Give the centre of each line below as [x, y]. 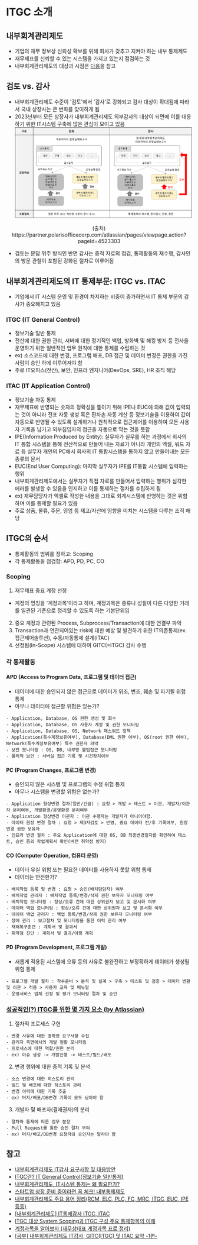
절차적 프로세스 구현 [37, 1023]
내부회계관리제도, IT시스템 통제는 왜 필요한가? [67, 1184]
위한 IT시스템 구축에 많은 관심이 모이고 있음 [75, 124]
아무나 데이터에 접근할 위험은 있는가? [57, 706]
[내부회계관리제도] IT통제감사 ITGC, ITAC [62, 1214]
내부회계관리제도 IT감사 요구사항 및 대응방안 [65, 1169]
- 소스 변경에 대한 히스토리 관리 [40, 1079]
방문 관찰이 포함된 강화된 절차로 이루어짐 [67, 261]
